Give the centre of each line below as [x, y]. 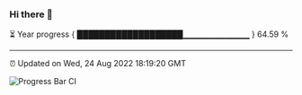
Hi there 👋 [31, 14]
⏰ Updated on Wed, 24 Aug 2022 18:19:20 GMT [98, 64]
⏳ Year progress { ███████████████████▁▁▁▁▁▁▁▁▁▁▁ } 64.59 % [149, 34]
